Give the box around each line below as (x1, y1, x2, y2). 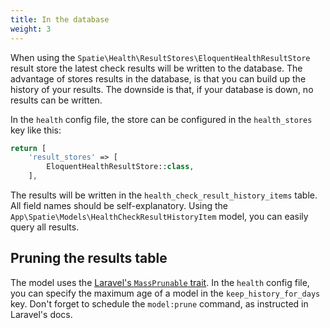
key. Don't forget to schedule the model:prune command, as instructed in (10, 297, 309, 310)
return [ (10, 143, 47, 153)
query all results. (10, 221, 80, 233)
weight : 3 (10, 24, 52, 34)
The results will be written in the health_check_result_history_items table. (10, 189, 318, 201)
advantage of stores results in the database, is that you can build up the (10, 72, 307, 85)
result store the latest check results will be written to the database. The (10, 62, 303, 74)
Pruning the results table (10, 250, 168, 267)
